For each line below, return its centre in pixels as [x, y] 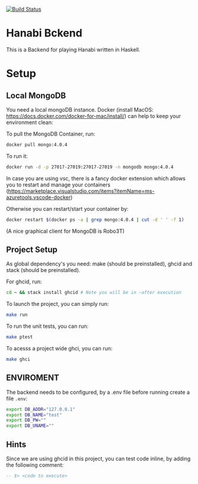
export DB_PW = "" [26, 420]
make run [17, 315]
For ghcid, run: [24, 281]
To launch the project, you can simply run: [58, 304]
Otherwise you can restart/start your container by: [67, 208]
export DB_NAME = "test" [34, 415]
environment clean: [30, 122]
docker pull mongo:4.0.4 [37, 145]
